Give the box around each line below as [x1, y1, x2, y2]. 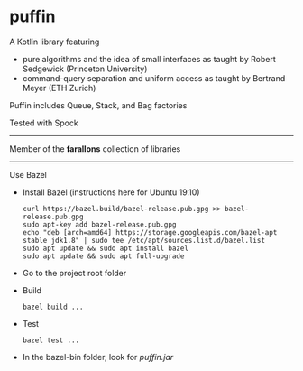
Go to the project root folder [22, 267, 127, 278]
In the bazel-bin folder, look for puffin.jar [22, 351, 174, 362]
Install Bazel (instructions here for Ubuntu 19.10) [22, 187, 200, 198]
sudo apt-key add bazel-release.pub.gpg [22, 219, 177, 229]
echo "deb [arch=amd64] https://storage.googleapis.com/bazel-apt [22, 227, 278, 237]
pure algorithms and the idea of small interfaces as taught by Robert [22, 53, 277, 64]
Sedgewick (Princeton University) [22, 63, 148, 74]
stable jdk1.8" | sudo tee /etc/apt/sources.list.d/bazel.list [22, 236, 266, 245]
